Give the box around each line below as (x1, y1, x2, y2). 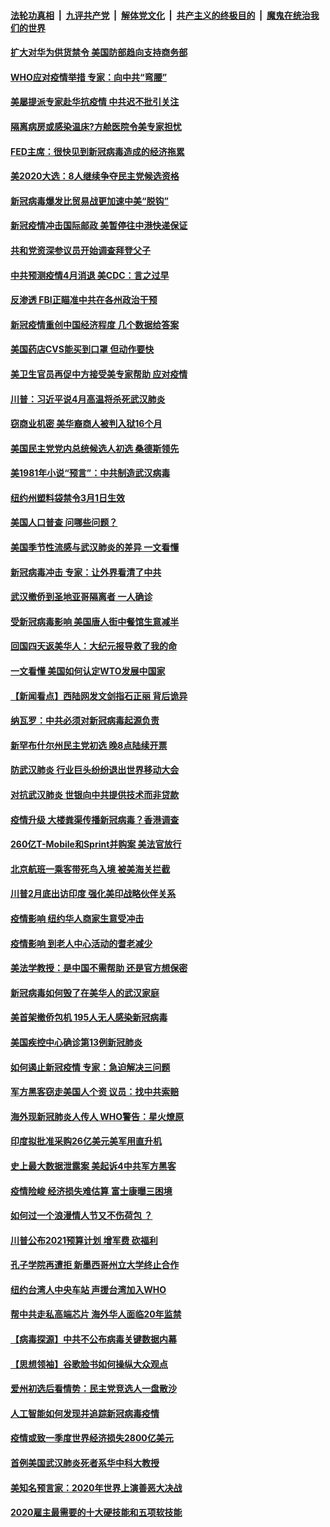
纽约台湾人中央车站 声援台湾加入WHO (10, 1283, 167, 1295)
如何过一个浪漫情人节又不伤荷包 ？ (10, 1210, 153, 1222)
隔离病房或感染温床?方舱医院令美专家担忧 (10, 120, 182, 132)
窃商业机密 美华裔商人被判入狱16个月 (10, 418, 163, 430)
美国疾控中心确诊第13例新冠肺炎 (10, 1036, 143, 1048)
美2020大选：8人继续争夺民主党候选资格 (10, 170, 180, 182)
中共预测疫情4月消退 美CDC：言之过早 (10, 269, 170, 281)
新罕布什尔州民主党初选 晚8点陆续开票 (10, 739, 168, 751)
